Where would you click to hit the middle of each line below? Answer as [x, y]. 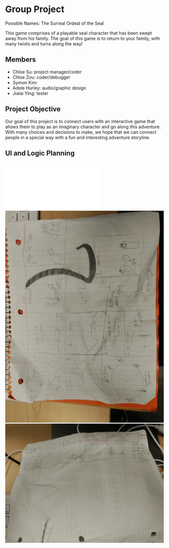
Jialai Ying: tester [30, 93]
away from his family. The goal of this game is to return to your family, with [82, 38]
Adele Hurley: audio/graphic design [49, 88]
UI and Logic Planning [40, 153]
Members [21, 60]
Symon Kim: [25, 82]
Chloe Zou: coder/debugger [41, 77]
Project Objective [33, 109]
